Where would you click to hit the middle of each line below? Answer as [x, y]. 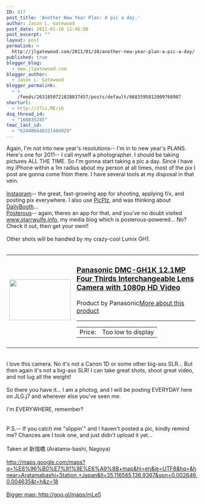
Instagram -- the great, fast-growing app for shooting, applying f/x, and [95, 193]
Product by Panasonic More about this [131, 303]
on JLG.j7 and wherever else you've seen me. [63, 396]
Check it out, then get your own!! [48, 226]
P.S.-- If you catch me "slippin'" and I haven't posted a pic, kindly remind [98, 428]
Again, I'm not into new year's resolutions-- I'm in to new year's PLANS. [96, 148]
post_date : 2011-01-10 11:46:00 [47, 29]
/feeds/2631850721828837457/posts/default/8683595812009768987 [99, 97]
